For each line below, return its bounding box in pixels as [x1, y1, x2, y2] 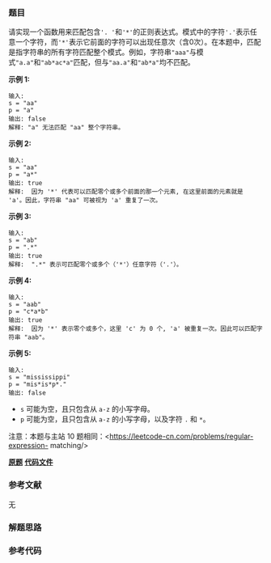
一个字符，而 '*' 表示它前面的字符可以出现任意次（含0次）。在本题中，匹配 [15, 37, 261, 47]
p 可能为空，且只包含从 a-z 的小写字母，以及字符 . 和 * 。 [19, 414, 210, 424]
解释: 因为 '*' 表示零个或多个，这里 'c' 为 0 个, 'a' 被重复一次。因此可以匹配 [8, 325, 257, 333]
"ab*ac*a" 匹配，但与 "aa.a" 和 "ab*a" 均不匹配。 [40, 57, 196, 67]
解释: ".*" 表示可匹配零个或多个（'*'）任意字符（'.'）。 [8, 260, 183, 269]
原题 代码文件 [8, 457, 53, 467]
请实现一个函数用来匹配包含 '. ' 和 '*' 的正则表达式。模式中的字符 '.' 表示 [8, 27, 251, 37]
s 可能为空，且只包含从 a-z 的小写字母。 [19, 404, 155, 414]
